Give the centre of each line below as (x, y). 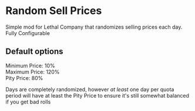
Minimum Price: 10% (30, 65)
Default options (34, 52)
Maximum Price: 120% (33, 72)
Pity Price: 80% (24, 78)
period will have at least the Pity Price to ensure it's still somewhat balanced (97, 95)
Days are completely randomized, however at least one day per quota (90, 89)
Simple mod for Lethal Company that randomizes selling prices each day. (94, 27)
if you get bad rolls (28, 102)
